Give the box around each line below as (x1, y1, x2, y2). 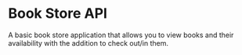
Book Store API (8, 5, 108, 22)
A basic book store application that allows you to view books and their (8, 30, 234, 40)
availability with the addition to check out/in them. (8, 38, 168, 47)
